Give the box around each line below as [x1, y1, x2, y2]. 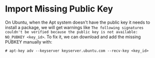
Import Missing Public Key [5, 3, 113, 14]
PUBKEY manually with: [5, 39, 52, 44]
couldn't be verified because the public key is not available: [5, 29, 138, 34]
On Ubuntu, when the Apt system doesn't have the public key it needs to [5, 19, 151, 25]
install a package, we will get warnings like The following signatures [5, 24, 144, 30]
